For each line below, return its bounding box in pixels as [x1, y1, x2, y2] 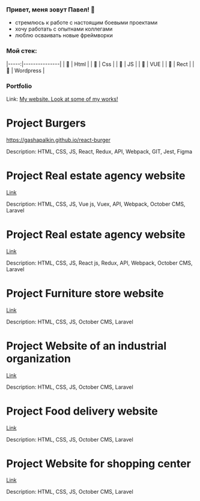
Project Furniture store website [6, 286, 164, 300]
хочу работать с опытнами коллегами [14, 25, 113, 32]
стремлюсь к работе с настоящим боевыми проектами [14, 19, 158, 26]
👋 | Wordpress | [6, 67, 45, 74]
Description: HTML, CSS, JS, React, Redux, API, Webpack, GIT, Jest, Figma [6, 148, 193, 155]
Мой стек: [6, 47, 37, 55]
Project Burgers [6, 116, 86, 130]
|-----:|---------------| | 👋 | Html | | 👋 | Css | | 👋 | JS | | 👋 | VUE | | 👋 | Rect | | [6, 60, 195, 68]
